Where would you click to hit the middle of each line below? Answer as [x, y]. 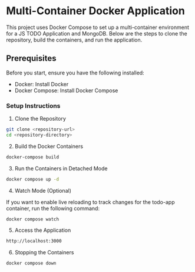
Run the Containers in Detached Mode [61, 168]
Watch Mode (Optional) [43, 190]
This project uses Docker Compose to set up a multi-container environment [98, 27]
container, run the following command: [53, 208]
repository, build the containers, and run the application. [74, 40]
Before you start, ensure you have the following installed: [75, 73]
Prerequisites [31, 58]
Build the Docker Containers [49, 146]
